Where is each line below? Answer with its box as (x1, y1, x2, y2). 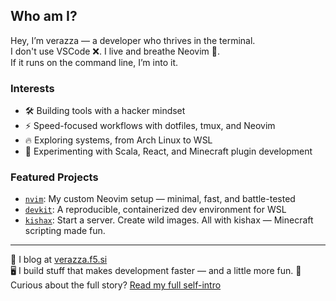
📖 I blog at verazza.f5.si (10, 254, 108, 266)
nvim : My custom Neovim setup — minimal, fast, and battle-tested (24, 193, 296, 205)
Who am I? (10, 8, 78, 25)
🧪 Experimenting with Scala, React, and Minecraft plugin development (24, 145, 313, 158)
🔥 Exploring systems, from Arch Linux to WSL (24, 134, 213, 146)
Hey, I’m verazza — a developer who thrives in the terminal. (10, 34, 256, 46)
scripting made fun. (24, 225, 106, 237)
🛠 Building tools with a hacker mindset (24, 105, 186, 117)
